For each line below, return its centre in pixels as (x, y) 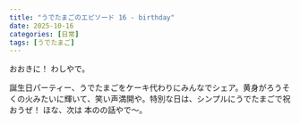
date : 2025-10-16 (42, 26)
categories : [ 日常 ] (44, 34)
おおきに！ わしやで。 (50, 69)
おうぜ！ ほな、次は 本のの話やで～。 (78, 110)
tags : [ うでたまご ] (42, 42)
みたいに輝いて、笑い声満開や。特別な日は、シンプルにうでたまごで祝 (162, 99)
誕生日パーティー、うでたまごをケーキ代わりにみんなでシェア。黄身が (138, 88)
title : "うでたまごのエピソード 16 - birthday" (92, 17)
